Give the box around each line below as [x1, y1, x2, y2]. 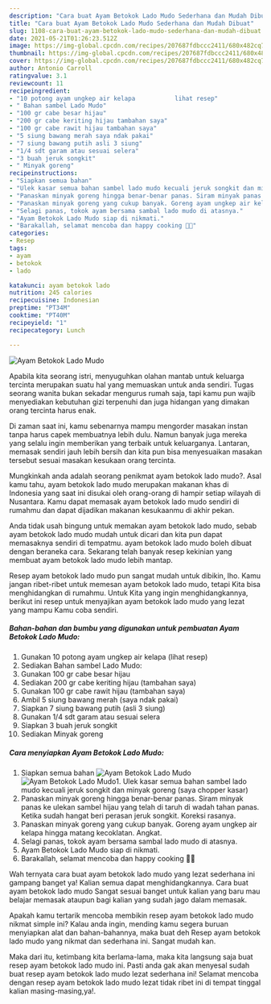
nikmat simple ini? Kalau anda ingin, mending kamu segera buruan [9, 919, 228, 929]
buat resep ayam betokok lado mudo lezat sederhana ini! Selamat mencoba [9, 969, 259, 979]
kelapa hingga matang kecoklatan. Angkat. [20, 828, 162, 838]
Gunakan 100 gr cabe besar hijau [20, 669, 131, 679]
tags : [9, 244, 27, 252]
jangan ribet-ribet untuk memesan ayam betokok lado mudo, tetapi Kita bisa [9, 579, 261, 589]
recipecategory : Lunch [9, 326, 85, 335]
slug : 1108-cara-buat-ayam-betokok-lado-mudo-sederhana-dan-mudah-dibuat [9, 27, 262, 35]
